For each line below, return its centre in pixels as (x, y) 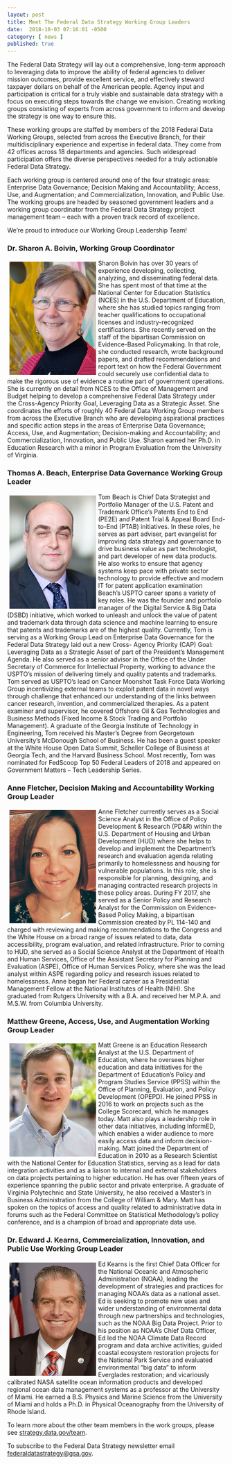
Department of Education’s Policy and (152, 1075)
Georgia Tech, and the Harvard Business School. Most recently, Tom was (111, 755)
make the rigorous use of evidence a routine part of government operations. (116, 381)
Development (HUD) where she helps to (155, 841)
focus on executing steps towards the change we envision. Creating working (116, 101)
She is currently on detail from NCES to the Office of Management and (108, 389)
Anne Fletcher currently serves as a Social (159, 811)
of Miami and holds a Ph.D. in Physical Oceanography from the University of (116, 1404)
